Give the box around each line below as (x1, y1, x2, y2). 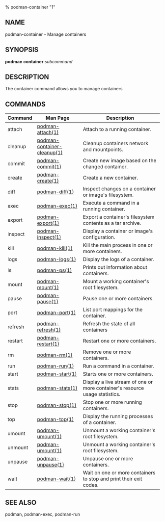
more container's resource (82, 385, 144, 391)
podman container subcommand (5, 58, 73, 64)
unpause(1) (37, 461, 65, 468)
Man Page (46, 115, 70, 122)
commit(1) (37, 163, 61, 170)
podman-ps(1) (37, 267, 72, 274)
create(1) (37, 178, 59, 184)
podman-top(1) (37, 416, 74, 423)
